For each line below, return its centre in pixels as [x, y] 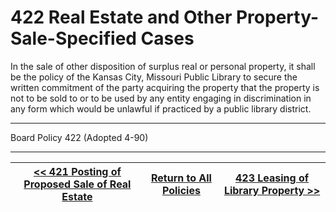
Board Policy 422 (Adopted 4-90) [79, 137]
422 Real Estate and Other [121, 17]
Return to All [181, 178]
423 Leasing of [272, 178]
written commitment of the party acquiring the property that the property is [165, 87]
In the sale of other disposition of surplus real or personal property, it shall [163, 66]
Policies [181, 190]
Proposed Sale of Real [77, 184]
